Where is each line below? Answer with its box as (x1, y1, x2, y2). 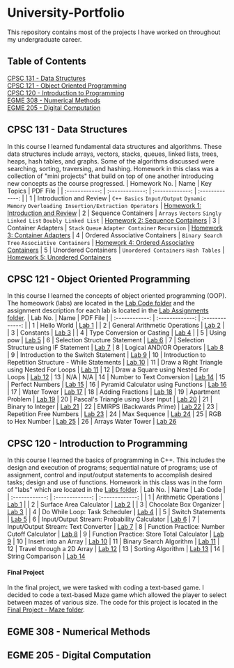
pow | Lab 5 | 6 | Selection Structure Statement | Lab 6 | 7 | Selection (7, 336, 205, 344)
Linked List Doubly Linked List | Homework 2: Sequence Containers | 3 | (7, 216, 221, 224)
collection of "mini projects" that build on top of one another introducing (7, 172, 214, 180)
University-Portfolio (7, 5, 125, 21)
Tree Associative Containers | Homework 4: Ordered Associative (7, 238, 195, 246)
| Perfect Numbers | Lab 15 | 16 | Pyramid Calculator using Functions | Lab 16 (7, 381, 227, 389)
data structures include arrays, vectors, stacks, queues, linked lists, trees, (7, 150, 219, 158)
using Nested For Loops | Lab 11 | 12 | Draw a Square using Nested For (7, 365, 209, 374)
